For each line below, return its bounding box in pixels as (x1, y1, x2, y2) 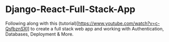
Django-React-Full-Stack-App (5, 4, 136, 15)
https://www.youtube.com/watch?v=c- (78, 20, 160, 26)
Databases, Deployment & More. (5, 31, 74, 37)
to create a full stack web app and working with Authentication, (30, 25, 164, 31)
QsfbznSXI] (5, 25, 30, 31)
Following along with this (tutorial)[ (5, 20, 78, 26)
